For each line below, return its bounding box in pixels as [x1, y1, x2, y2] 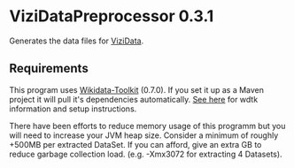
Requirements [9, 61, 89, 76]
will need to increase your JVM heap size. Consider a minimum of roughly [9, 130, 279, 141]
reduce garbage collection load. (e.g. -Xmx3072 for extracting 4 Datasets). [9, 149, 282, 159]
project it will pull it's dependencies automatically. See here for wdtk [9, 94, 259, 104]
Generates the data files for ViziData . [9, 35, 144, 46]
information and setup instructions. [9, 103, 137, 114]
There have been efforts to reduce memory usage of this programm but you [9, 120, 286, 131]
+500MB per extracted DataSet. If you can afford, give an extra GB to [9, 139, 262, 149]
